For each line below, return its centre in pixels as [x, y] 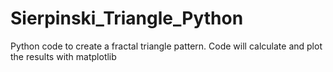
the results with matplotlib [63, 56]
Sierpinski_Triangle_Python [127, 18]
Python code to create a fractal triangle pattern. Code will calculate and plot [166, 46]
